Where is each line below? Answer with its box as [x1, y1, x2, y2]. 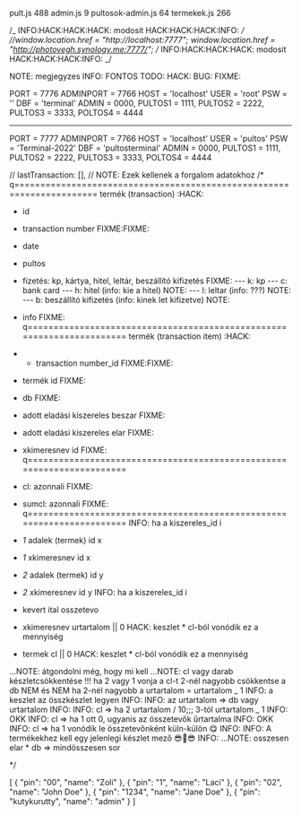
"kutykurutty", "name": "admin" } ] [9, 796, 136, 806]
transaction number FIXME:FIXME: [21, 223, 150, 234]
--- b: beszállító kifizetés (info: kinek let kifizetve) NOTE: [21, 295, 230, 305]
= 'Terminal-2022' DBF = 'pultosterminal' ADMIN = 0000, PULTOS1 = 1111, [9, 143, 281, 153]
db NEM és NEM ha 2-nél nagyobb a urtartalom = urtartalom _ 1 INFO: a [9, 685, 273, 696]
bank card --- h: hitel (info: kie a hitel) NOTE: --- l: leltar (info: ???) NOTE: [21, 285, 291, 295]
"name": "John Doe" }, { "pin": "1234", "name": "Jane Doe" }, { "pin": [9, 786, 262, 797]
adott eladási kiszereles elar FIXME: [21, 428, 154, 438]
